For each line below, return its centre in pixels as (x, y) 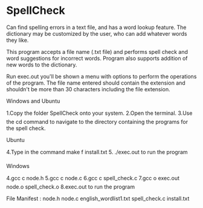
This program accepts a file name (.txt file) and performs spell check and (97, 51)
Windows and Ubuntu (33, 101)
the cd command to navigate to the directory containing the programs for (97, 122)
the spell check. (26, 128)
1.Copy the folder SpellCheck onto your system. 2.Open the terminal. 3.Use (99, 113)
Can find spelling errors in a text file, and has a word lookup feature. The (96, 27)
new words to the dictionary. (42, 65)
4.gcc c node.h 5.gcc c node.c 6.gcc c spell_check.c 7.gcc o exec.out (93, 178)
